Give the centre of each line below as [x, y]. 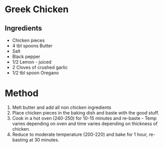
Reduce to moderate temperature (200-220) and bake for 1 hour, [80, 134]
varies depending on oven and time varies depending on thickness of [85, 124]
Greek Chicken [37, 9]
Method [22, 93]
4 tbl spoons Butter [32, 46]
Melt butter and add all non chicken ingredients [62, 107]
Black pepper [26, 56]
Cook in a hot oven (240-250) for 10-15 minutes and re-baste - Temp [84, 118]
